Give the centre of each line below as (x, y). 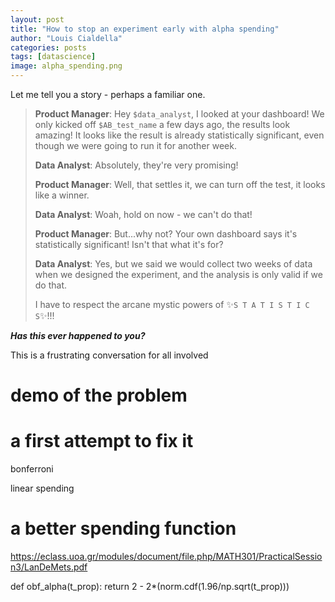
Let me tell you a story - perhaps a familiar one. (108, 94)
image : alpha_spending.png (66, 66)
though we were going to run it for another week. (135, 145)
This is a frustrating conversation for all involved (109, 355)
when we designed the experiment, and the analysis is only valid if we (178, 274)
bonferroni (32, 469)
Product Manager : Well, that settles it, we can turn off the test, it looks (180, 184)
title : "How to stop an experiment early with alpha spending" (145, 29)
